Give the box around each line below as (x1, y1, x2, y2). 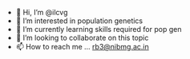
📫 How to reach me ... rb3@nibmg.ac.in (15, 42, 150, 51)
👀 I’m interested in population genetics (15, 16, 143, 26)
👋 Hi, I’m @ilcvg (15, 8, 68, 17)
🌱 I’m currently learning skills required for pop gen (15, 25, 182, 33)
